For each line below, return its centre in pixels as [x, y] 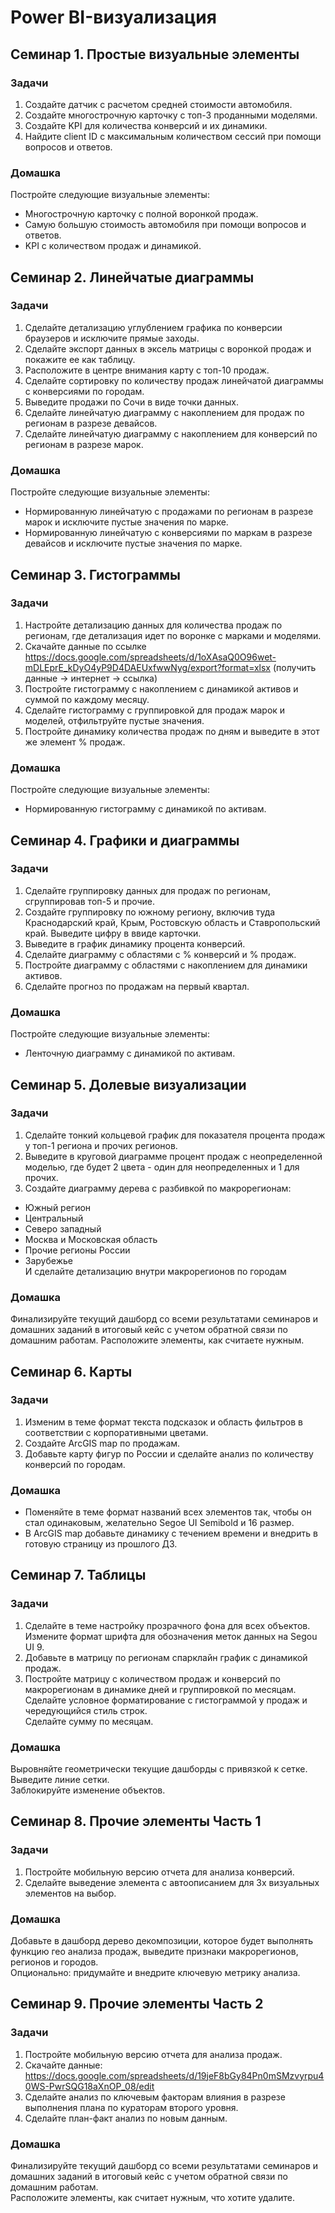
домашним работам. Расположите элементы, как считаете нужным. [157, 1340]
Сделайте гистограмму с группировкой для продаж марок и [155, 710]
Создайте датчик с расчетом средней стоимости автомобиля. [158, 104]
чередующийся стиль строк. [86, 1710]
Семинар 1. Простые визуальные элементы [155, 54]
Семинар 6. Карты [71, 1371]
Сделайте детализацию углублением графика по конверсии [153, 327]
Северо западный [63, 1228]
